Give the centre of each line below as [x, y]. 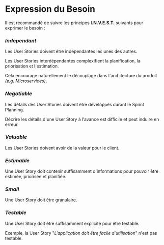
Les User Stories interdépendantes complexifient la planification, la [73, 61]
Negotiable [19, 93]
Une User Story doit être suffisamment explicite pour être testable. [72, 223]
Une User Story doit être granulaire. [41, 200]
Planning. [15, 110]
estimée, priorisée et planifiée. [36, 177]
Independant [21, 40]
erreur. [12, 124]
